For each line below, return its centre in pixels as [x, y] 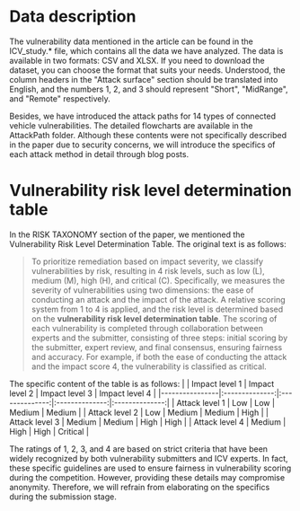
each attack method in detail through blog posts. [99, 154]
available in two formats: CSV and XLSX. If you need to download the [137, 60]
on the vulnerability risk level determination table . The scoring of [154, 318]
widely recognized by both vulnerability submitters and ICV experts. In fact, [149, 458]
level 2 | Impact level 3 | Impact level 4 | [83, 393]
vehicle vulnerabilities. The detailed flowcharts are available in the [131, 125]
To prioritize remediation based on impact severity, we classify [147, 261]
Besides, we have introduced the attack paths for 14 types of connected [143, 116]
